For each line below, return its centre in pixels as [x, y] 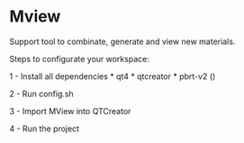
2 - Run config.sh [41, 94]
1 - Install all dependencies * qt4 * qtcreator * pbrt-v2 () [113, 76]
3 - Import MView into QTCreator [70, 111]
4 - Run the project [44, 129]
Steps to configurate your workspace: [80, 58]
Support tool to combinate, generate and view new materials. [122, 41]
